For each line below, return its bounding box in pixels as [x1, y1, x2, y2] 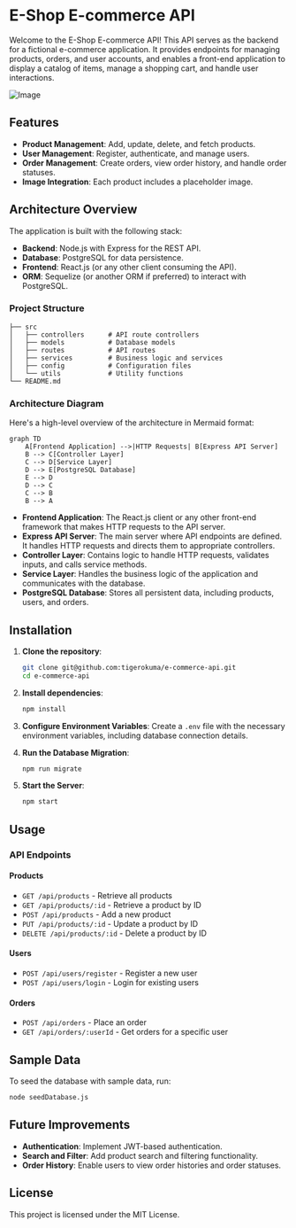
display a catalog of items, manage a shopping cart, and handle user [9, 63, 259, 74]
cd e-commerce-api [21, 671, 90, 680]
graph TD [9, 435, 42, 444]
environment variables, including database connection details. [21, 730, 249, 741]
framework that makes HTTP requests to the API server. [21, 522, 226, 532]
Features [9, 115, 59, 130]
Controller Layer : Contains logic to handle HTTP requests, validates [21, 550, 269, 561]
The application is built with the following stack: [9, 225, 183, 236]
